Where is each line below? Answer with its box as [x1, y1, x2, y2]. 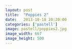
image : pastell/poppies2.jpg [5, 27, 67, 32]
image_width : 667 [5, 31, 42, 36]
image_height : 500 [5, 36, 44, 41]
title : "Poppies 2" [5, 12, 49, 17]
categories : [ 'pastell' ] [5, 21, 58, 27]
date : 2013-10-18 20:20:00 [5, 17, 67, 22]
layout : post [5, 7, 33, 13]
